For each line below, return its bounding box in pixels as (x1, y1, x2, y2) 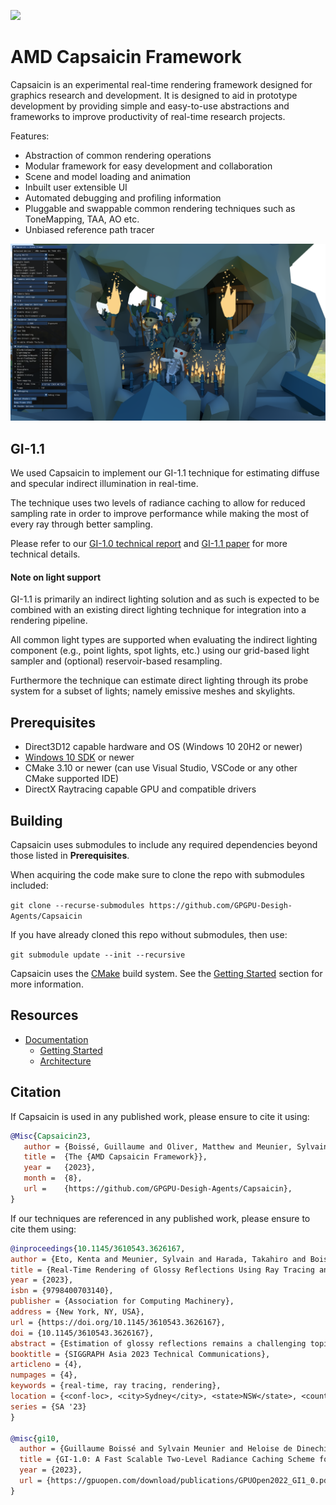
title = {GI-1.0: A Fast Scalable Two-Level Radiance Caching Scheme (19, 1455, 315, 1465)
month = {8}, (23, 1173, 83, 1184)
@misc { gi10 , (10, 1433, 60, 1444)
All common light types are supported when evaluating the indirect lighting (10, 634, 318, 646)
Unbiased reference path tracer (24, 223, 155, 235)
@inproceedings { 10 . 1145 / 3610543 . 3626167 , (10, 1243, 186, 1254)
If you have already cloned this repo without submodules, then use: (10, 929, 288, 941)
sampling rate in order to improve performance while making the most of (10, 508, 310, 520)
